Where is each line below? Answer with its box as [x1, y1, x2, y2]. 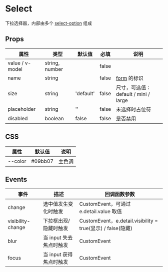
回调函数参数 [104, 191, 135, 198]
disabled [7, 115, 28, 122]
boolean [44, 115, 64, 122]
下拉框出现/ [43, 218, 70, 225]
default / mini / [115, 90, 150, 97]
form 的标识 [115, 74, 144, 81]
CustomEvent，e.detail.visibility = [79, 218, 158, 225]
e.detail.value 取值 [79, 208, 122, 215]
